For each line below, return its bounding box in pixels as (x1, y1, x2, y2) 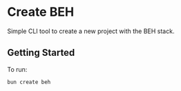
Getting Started (7, 47, 75, 59)
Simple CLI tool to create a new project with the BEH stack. (7, 27, 175, 35)
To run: (7, 65, 28, 73)
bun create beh (7, 79, 51, 85)
